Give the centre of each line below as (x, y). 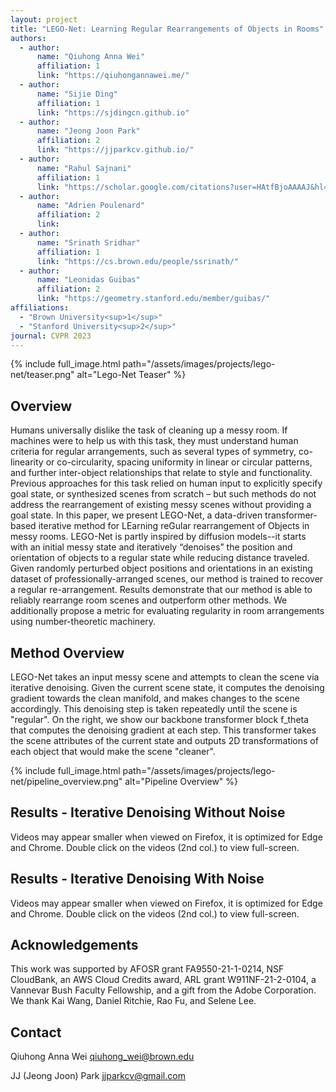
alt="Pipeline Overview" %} (181, 781)
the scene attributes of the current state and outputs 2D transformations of (164, 740)
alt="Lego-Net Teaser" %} (131, 375)
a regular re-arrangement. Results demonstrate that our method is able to (161, 590)
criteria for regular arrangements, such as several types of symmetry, (153, 452)
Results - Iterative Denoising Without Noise (148, 812)
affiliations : (40, 308)
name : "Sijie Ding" (77, 94)
